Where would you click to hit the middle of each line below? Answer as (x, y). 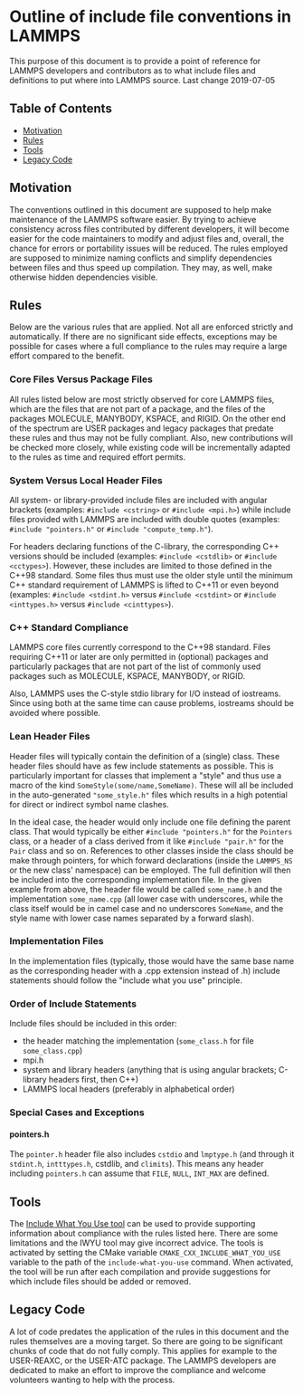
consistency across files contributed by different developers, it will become (149, 229)
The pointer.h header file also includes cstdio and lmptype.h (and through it (152, 1154)
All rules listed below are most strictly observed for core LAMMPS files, (142, 399)
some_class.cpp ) (52, 1051)
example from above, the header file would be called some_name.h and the (146, 889)
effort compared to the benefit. (67, 356)
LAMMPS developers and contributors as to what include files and (133, 71)
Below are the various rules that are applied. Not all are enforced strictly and (151, 327)
